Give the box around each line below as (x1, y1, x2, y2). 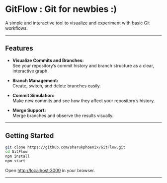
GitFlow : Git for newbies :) (5, 3, 117, 15)
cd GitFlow (5, 149, 28, 154)
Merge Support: (12, 107, 46, 113)
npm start (5, 159, 26, 164)
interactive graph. (12, 68, 49, 74)
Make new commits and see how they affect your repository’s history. (12, 98, 155, 104)
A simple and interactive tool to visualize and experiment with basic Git (5, 20, 150, 26)
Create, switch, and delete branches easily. (12, 83, 101, 89)
